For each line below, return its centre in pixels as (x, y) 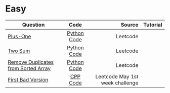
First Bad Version (28, 79)
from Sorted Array (29, 68)
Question (33, 25)
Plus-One (19, 36)
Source (130, 25)
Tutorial (153, 25)
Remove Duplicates (31, 62)
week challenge (120, 82)
